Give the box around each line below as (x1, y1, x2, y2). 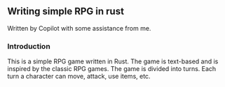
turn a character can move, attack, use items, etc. (7, 72, 151, 81)
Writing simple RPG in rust (7, 6, 125, 17)
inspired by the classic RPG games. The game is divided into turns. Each (7, 65, 217, 73)
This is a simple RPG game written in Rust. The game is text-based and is (7, 57, 219, 65)
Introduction (7, 41, 50, 51)
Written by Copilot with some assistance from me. (7, 24, 151, 32)
